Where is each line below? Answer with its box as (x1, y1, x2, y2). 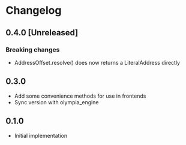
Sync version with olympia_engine (14, 98, 99, 105)
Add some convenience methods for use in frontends (14, 92, 146, 99)
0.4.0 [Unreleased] (5, 28, 79, 38)
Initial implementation (14, 132, 68, 139)
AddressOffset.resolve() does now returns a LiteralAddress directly (14, 59, 181, 66)
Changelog (5, 4, 62, 17)
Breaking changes (5, 46, 60, 54)
